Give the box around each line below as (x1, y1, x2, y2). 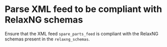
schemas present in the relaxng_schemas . (5, 36, 90, 42)
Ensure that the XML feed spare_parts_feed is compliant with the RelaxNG (5, 30, 158, 36)
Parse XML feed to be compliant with (5, 3, 162, 15)
